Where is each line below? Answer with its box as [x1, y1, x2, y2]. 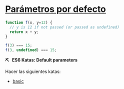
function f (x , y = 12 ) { [5, 20, 52, 25]
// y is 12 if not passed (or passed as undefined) [9, 24, 120, 29]
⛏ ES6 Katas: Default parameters [5, 57, 77, 63]
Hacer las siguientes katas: [5, 68, 61, 74]
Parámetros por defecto [5, 3, 106, 15]
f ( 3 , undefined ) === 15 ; [5, 47, 57, 53]
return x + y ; [9, 29, 39, 34]
